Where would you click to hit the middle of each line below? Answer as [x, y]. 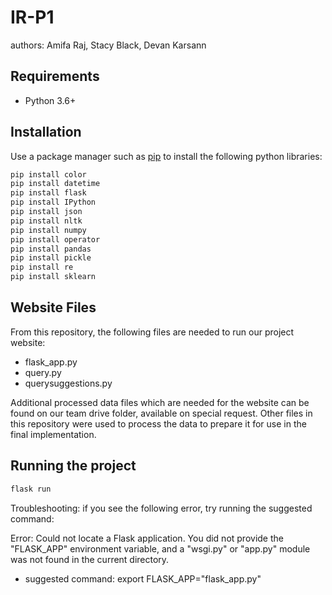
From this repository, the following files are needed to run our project [152, 332]
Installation [46, 132]
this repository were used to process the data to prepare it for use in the [158, 423]
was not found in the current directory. [90, 559]
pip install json [46, 212]
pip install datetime [55, 184]
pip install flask [48, 193]
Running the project [73, 466]
